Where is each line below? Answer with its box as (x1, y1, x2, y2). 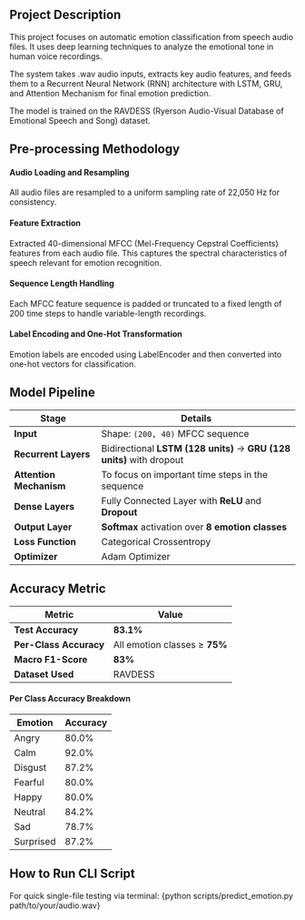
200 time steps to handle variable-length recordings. (9, 308, 207, 318)
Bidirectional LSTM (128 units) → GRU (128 (101, 441, 291, 454)
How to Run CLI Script (9, 866, 136, 882)
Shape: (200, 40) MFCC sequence (101, 427, 250, 440)
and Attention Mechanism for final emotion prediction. (9, 87, 212, 98)
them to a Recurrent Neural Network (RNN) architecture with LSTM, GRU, (9, 77, 283, 89)
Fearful (14, 775, 44, 788)
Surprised (14, 834, 56, 847)
